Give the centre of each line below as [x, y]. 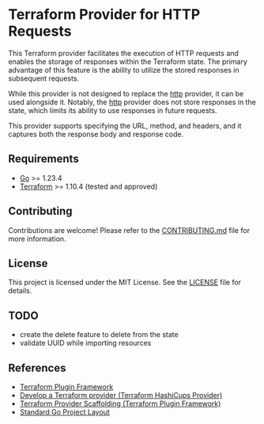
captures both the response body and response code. [96, 134]
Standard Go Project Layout [65, 412]
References [37, 368]
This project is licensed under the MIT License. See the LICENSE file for [125, 283]
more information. [37, 238]
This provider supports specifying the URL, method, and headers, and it [125, 126]
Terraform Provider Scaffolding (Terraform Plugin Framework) [120, 403]
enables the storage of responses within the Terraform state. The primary [128, 62]
